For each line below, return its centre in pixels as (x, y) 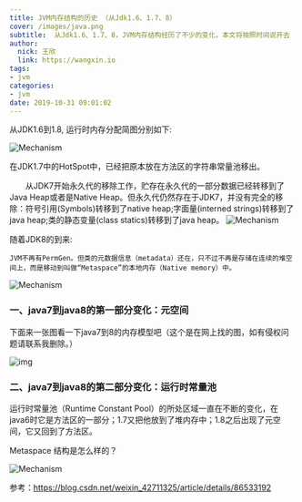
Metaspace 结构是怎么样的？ (64, 450)
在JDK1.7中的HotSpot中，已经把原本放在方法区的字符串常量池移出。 (137, 167)
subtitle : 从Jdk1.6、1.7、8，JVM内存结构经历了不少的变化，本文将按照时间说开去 (150, 35)
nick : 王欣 (37, 52)
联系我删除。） (51, 343)
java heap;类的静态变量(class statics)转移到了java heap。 (117, 220)
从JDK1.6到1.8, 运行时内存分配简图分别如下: (91, 129)
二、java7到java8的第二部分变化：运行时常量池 (113, 386)
